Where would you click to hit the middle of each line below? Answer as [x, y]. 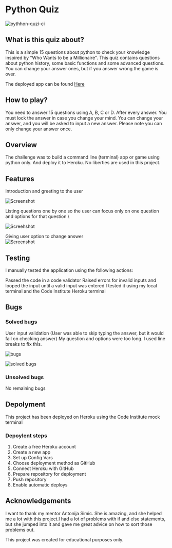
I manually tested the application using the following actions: [69, 270]
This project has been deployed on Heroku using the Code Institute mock [83, 417]
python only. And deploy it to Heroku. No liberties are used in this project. [83, 163]
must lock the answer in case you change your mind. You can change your [84, 118]
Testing [18, 258]
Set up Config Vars [33, 458]
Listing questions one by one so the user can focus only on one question [82, 211]
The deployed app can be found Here [45, 84]
